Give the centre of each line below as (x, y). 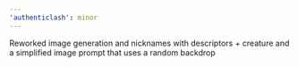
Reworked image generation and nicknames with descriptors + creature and (149, 43)
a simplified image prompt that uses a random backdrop (113, 52)
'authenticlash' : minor (54, 17)
